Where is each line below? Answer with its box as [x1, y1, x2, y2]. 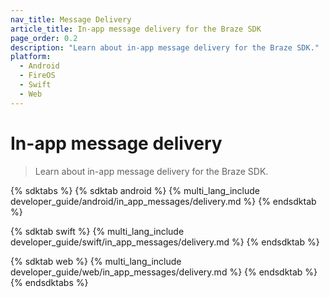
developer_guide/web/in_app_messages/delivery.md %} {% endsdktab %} [10, 266, 318, 278]
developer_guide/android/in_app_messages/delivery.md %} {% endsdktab [10, 195, 317, 207]
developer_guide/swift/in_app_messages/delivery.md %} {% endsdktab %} [10, 236, 320, 248]
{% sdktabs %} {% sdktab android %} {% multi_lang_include [10, 184, 261, 196]
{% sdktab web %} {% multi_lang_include [10, 255, 182, 267]
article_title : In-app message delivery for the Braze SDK [10, 24, 262, 34]
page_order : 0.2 [10, 33, 78, 43]
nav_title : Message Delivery [10, 14, 132, 25]
